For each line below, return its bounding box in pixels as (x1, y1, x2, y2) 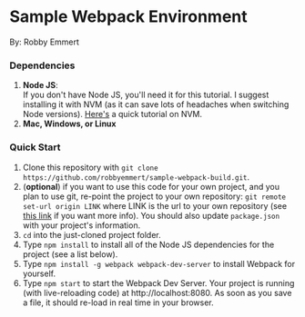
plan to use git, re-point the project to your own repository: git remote (22, 191, 287, 202)
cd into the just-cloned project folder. (22, 229, 161, 240)
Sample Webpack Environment (9, 6, 248, 27)
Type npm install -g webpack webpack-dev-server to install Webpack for (22, 258, 296, 269)
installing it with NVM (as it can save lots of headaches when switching (22, 99, 290, 110)
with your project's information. (22, 220, 141, 231)
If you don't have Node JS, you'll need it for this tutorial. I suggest (22, 89, 269, 101)
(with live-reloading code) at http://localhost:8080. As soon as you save (22, 287, 292, 298)
